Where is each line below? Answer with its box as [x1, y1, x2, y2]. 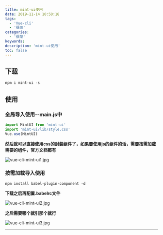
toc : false [5, 48, 27, 53]
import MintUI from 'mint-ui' [5, 122, 66, 127]
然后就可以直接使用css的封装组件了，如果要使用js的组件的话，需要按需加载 [5, 141, 156, 147]
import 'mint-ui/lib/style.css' [5, 127, 70, 132]
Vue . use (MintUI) [5, 131, 38, 137]
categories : [5, 30, 29, 35]
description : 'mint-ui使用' [5, 43, 61, 48]
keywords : [5, 39, 25, 44]
